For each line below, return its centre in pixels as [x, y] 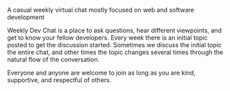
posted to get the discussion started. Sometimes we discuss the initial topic [115, 45]
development [26, 17]
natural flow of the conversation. [54, 60]
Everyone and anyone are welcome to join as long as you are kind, [101, 73]
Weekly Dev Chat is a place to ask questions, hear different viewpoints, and [115, 30]
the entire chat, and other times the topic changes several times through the [115, 52]
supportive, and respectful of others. [59, 80]
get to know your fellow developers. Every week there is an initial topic [108, 38]
